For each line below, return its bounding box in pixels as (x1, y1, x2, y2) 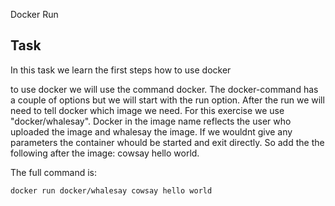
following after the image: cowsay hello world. (10, 147, 200, 159)
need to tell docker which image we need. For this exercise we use (10, 104, 285, 116)
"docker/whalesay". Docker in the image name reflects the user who (10, 115, 292, 127)
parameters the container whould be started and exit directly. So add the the (10, 136, 325, 148)
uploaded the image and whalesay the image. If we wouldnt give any (10, 125, 293, 138)
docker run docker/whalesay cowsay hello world (10, 185, 213, 196)
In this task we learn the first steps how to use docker (10, 64, 232, 76)
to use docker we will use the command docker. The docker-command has (10, 83, 319, 95)
